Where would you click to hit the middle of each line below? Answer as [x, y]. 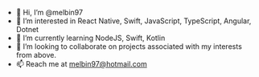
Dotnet [27, 29]
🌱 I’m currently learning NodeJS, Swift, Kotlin [90, 38]
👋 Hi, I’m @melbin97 [49, 12]
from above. [36, 55]
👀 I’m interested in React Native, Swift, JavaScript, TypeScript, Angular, [134, 21]
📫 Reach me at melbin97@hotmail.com [81, 64]
